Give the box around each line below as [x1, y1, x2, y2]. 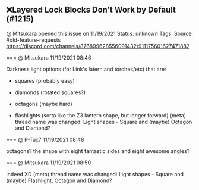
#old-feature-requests [6, 36, 61, 43]
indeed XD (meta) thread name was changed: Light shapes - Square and [6, 170, 184, 177]
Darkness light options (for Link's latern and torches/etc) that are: [6, 66, 166, 73]
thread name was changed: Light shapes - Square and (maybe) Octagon [14, 118, 192, 125]
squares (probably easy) [14, 77, 75, 84]
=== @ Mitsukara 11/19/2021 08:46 [6, 54, 91, 61]
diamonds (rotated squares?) [14, 89, 86, 96]
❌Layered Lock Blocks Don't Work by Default [6, 5, 176, 15]
